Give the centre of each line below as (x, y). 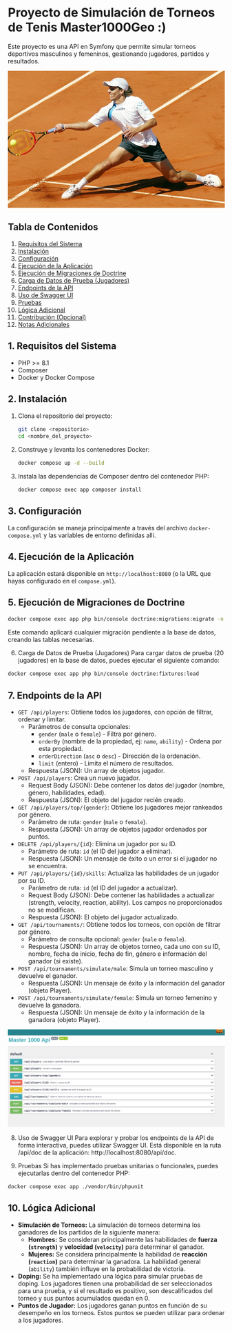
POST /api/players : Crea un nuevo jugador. (79, 778)
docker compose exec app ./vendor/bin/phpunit (76, 1187)
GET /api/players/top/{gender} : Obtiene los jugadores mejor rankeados (120, 808)
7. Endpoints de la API (55, 695)
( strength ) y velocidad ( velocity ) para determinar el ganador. (116, 1247)
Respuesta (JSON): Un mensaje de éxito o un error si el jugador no (123, 859)
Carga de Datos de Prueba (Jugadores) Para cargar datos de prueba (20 (121, 653)
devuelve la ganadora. (49, 1005)
